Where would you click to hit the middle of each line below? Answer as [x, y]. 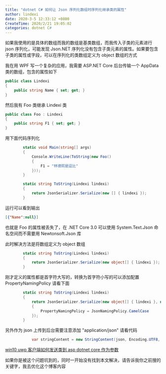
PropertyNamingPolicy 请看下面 [37, 283]
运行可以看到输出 [22, 208]
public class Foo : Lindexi [34, 114]
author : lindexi [22, 14]
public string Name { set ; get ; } [49, 90]
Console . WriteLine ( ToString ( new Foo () [71, 157]
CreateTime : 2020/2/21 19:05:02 [38, 23]
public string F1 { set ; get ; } [47, 124]
